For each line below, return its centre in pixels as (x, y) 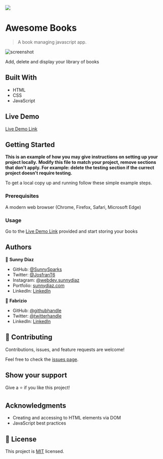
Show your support (36, 375)
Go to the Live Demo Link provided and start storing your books (72, 231)
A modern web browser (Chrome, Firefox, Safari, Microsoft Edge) (73, 207)
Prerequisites (22, 196)
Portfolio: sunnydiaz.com (38, 285)
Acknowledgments (36, 405)
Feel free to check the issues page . (42, 359)
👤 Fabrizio (16, 301)
